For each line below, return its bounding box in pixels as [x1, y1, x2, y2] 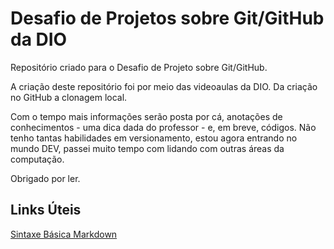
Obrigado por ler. [10, 172, 81, 184]
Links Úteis [10, 202, 82, 219]
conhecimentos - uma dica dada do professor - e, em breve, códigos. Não [10, 121, 317, 133]
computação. [10, 153, 65, 165]
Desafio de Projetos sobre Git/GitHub [10, 7, 325, 30]
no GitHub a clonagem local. [10, 91, 128, 103]
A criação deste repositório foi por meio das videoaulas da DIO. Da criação [10, 80, 318, 92]
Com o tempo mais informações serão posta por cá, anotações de [10, 110, 283, 122]
